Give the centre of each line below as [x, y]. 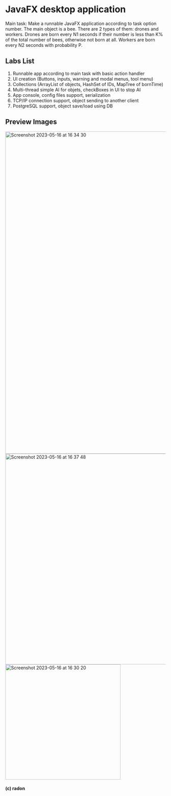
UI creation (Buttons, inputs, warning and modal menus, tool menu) [83, 79]
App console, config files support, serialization [62, 95]
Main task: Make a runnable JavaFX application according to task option [81, 23]
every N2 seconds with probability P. [44, 45]
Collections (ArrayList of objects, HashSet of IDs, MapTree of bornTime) [88, 84]
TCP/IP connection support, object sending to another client [76, 100]
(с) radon [15, 788]
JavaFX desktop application [66, 9]
